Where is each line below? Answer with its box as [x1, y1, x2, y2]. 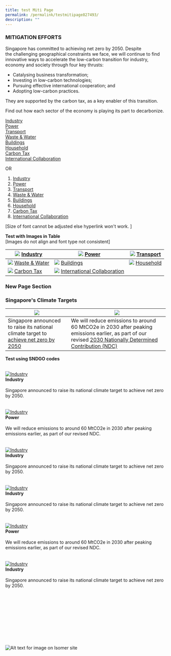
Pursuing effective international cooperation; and [12, 82, 116, 88]
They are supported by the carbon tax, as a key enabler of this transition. [5, 98, 158, 104]
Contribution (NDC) [71, 343, 118, 350]
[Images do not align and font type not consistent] [5, 238, 110, 245]
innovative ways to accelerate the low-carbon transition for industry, [5, 56, 149, 62]
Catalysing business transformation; [12, 71, 89, 78]
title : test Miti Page [5, 7, 53, 13]
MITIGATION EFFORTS [5, 34, 62, 41]
